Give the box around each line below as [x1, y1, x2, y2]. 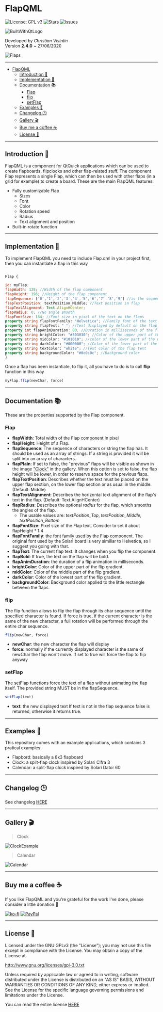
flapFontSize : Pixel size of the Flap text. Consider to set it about [12, 523, 140, 529]
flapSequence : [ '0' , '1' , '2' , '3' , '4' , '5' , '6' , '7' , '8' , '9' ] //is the [5, 296, 145, 301]
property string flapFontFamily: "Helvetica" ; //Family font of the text [5, 319, 158, 324]
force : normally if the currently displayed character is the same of [12, 646, 144, 652]
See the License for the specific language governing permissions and [5, 987, 144, 993]
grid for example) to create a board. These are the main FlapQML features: [5, 178, 154, 184]
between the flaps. [12, 585, 50, 591]
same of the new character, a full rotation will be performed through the [5, 618, 148, 624]
